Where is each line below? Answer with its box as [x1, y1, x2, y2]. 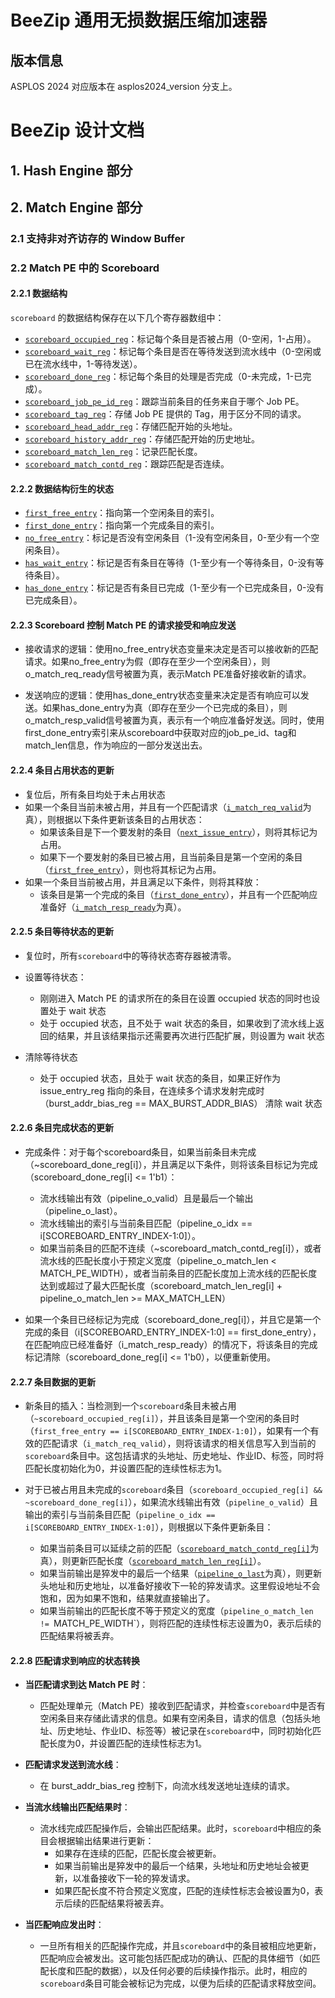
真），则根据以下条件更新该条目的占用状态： [24, 813, 205, 825]
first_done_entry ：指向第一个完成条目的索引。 [24, 519, 220, 531]
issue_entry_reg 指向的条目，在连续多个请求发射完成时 [39, 1084, 265, 1096]
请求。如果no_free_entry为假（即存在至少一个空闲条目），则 [24, 656, 271, 668]
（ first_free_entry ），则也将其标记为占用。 [39, 863, 222, 875]
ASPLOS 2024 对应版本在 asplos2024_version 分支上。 [10, 81, 238, 92]
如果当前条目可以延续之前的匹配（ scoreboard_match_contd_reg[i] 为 [39, 1542, 320, 1555]
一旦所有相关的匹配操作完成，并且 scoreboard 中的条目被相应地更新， [39, 1940, 322, 1952]
